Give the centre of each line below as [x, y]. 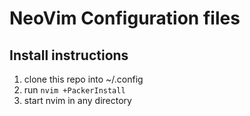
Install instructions [69, 55]
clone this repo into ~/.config [83, 79]
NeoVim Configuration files [125, 18]
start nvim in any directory [77, 100]
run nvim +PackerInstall [74, 90]
